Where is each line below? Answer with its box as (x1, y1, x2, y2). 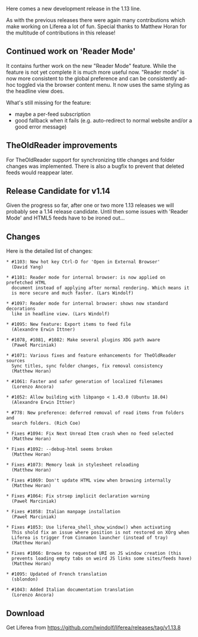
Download (6, 608, 44, 618)
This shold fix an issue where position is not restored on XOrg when (11, 529, 190, 536)
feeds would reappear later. (6, 169, 74, 176)
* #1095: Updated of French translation (6, 571, 108, 578)
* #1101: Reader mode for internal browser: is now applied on (6, 275, 166, 281)
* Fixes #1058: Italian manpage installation (6, 509, 120, 515)
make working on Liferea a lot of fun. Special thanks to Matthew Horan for (6, 23, 187, 30)
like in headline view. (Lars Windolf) (11, 311, 110, 317)
